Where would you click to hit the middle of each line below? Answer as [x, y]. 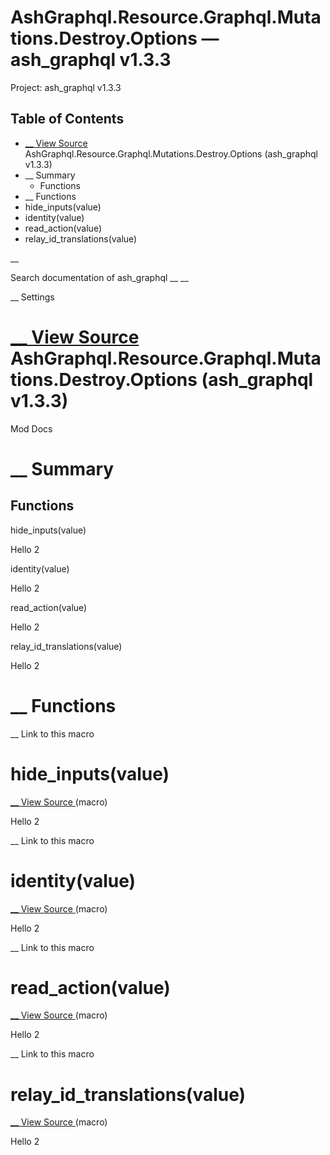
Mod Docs [31, 428]
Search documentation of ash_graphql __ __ [99, 277]
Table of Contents [67, 119]
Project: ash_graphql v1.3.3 [66, 87]
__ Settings [32, 297]
